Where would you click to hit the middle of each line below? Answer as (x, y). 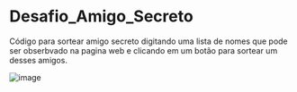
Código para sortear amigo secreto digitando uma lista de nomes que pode (148, 41)
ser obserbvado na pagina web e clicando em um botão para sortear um (144, 50)
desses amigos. (38, 60)
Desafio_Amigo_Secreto (101, 17)
